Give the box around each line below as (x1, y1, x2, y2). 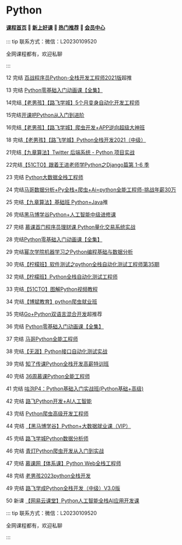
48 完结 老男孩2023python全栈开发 (6, 472, 92, 479)
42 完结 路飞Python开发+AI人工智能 (6, 397, 92, 405)
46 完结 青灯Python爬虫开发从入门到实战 (6, 447, 104, 454)
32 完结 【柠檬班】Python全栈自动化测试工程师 (6, 273, 118, 280)
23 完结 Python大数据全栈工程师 (6, 174, 83, 181)
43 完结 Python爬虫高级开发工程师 (6, 410, 89, 417)
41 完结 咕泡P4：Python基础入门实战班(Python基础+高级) (6, 385, 144, 392)
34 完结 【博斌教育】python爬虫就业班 (6, 298, 97, 305)
